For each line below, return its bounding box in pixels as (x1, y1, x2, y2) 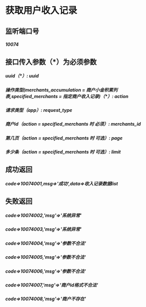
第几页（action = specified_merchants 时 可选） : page (5, 135, 123, 141)
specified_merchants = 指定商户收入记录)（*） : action (11, 93, 129, 99)
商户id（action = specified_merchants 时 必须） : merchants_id (5, 121, 141, 127)
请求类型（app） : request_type (5, 107, 73, 113)
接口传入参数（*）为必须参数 (5, 57, 97, 66)
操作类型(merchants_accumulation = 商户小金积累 (5, 87, 114, 93)
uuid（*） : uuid (5, 73, 39, 79)
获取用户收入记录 (5, 5, 78, 16)
